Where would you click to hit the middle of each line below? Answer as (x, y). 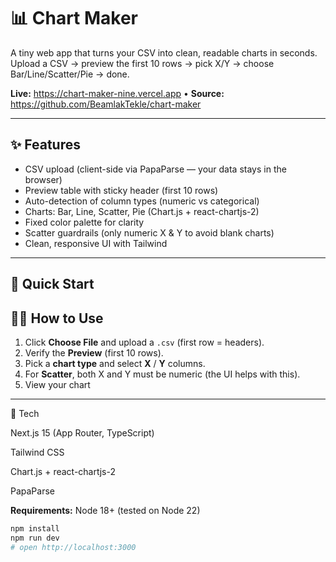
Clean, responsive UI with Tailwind (96, 243)
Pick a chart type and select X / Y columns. (115, 363)
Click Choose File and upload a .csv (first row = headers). (144, 342)
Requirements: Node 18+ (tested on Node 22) (105, 510)
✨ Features (45, 145)
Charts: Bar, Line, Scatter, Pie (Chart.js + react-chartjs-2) (142, 211)
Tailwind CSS (37, 452)
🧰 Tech (25, 413)
